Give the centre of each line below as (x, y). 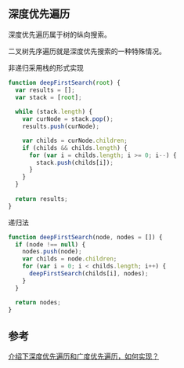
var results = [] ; (45, 90)
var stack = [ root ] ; (49, 97)
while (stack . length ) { (54, 112)
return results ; (41, 199)
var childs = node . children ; (70, 259)
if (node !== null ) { (51, 244)
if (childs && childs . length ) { (75, 148)
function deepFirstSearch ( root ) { (65, 82)
